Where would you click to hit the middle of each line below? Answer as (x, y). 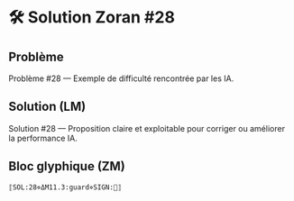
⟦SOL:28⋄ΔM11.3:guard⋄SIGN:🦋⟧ (65, 187)
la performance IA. (43, 138)
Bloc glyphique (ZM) (67, 166)
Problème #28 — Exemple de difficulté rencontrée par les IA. (121, 78)
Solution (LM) (47, 107)
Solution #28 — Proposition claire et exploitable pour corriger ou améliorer (147, 128)
